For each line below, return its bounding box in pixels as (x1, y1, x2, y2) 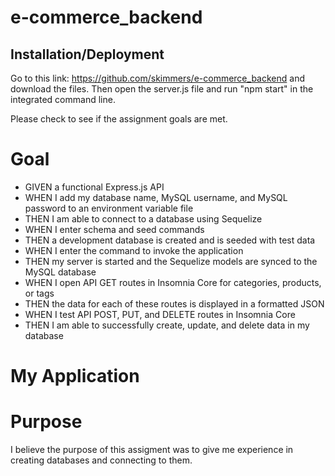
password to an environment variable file (24, 202, 194, 214)
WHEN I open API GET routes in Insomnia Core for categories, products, (24, 276, 322, 288)
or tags (24, 287, 55, 299)
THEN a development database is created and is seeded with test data (24, 234, 316, 246)
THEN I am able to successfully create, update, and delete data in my (24, 319, 310, 331)
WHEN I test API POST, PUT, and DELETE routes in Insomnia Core (24, 308, 296, 320)
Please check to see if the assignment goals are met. (10, 113, 228, 125)
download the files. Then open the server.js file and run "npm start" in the (10, 83, 314, 95)
